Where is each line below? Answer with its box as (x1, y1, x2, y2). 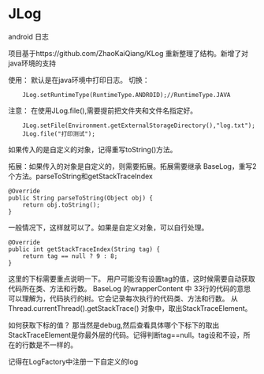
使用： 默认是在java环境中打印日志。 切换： (8, 75, 150, 84)
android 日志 (8, 32, 50, 41)
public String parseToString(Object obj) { (8, 194, 154, 202)
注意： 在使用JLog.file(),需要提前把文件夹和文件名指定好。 (8, 106, 198, 115)
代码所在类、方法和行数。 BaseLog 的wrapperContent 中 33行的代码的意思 (8, 283, 251, 293)
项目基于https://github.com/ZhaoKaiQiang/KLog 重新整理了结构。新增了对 (8, 48, 249, 58)
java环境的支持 (8, 58, 57, 68)
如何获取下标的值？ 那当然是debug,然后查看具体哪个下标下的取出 (8, 320, 220, 330)
